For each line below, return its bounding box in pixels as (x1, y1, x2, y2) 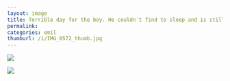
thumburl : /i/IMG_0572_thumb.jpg (7, 35, 103, 42)
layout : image (7, 10, 48, 17)
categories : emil (7, 29, 57, 36)
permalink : (7, 22, 38, 29)
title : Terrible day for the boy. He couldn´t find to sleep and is (7, 16, 207, 23)
